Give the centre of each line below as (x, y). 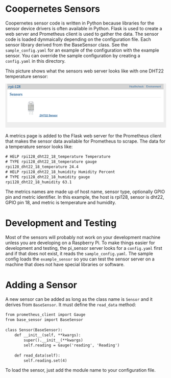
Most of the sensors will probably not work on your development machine (83, 237)
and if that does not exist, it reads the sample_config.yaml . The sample (79, 253)
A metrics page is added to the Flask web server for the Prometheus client (83, 135)
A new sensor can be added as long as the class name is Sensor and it (79, 299)
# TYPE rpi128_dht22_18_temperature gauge (51, 161)
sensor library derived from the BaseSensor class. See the (67, 44)
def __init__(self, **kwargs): (48, 335)
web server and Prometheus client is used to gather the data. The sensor (82, 34)
